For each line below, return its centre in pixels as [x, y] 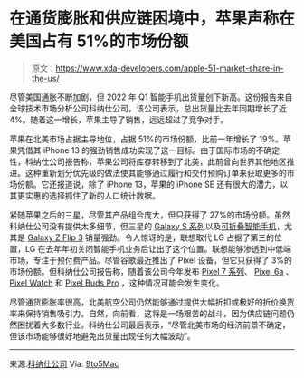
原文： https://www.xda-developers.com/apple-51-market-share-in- [157, 68]
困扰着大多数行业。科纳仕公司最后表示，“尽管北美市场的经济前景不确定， [154, 325]
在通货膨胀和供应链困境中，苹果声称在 [152, 19]
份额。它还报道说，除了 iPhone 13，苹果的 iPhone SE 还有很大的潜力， [148, 184]
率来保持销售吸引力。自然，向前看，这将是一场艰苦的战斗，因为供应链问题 [148, 313]
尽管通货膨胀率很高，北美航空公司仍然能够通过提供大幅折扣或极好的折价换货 [152, 302]
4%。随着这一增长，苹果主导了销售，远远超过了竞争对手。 [119, 120]
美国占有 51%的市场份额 [99, 41]
